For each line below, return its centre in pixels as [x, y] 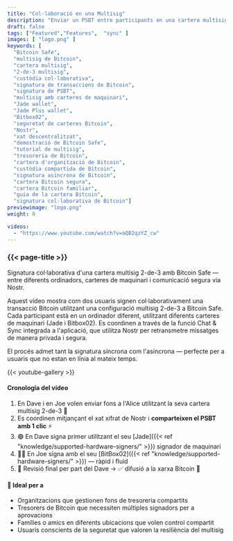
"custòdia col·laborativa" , [54, 78]
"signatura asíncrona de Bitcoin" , [65, 175]
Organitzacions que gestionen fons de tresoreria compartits [103, 501]
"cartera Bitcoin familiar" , [55, 188]
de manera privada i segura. [48, 337]
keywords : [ [24, 46]
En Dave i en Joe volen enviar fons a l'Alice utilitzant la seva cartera [113, 403]
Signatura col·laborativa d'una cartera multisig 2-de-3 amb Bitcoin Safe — [113, 273]
